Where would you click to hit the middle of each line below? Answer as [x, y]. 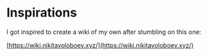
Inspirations [42, 13]
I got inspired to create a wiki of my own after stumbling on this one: [104, 32]
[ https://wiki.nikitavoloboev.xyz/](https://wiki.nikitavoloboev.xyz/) [100, 45]
